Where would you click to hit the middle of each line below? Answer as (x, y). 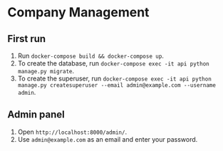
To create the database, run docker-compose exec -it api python (113, 63)
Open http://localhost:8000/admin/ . (72, 132)
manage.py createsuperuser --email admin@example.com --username (116, 85)
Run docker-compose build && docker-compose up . (90, 56)
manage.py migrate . (46, 71)
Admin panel (36, 115)
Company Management (78, 12)
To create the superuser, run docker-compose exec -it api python (114, 78)
